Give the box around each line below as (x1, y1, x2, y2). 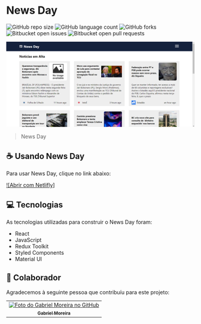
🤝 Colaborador (6, 273, 62, 283)
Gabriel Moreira (37, 310, 71, 316)
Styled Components (14, 249, 65, 256)
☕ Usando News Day (6, 151, 85, 161)
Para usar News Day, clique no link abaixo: (6, 170, 111, 177)
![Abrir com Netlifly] (6, 182, 55, 189)
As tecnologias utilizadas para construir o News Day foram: (6, 218, 153, 225)
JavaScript (14, 236, 42, 243)
